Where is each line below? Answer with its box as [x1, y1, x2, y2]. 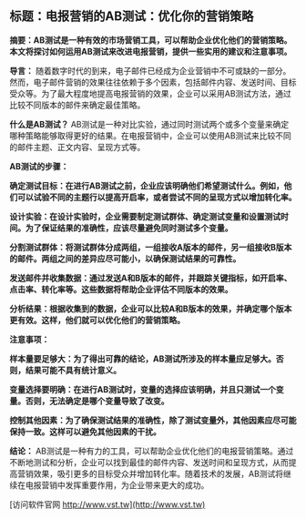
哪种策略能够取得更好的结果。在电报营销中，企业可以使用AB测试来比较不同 [9, 130, 291, 141]
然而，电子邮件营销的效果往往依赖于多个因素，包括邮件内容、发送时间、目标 [9, 76, 297, 87]
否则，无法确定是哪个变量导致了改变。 [25, 395, 169, 406]
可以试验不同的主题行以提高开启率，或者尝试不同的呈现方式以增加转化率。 [16, 191, 297, 202]
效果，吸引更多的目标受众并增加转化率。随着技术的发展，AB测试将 [33, 468, 284, 479]
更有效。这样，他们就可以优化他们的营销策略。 [9, 314, 185, 325]
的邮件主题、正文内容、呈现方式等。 [9, 141, 146, 152]
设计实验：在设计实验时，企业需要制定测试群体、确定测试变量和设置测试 [9, 210, 280, 221]
